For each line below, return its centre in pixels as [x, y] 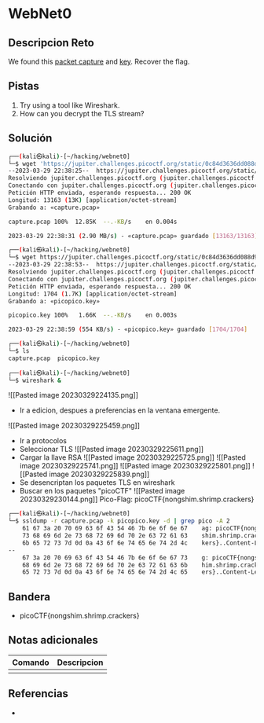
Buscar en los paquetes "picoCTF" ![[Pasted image [102, 491]
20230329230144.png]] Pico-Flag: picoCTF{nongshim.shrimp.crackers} [137, 499]
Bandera [29, 597]
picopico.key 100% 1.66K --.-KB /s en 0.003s [93, 315]
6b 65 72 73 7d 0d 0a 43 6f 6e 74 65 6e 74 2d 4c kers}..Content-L [140, 543]
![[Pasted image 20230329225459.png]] [74, 426]
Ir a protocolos [43, 441]
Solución [30, 138]
